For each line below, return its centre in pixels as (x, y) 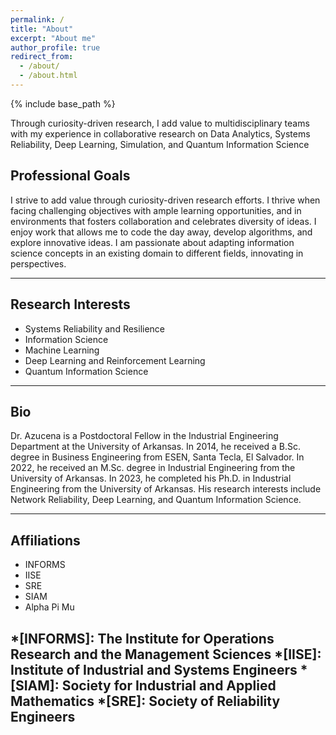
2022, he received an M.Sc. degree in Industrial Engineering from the (153, 468)
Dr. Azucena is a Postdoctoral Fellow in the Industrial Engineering (144, 436)
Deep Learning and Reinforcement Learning (115, 360)
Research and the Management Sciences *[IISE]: (166, 654)
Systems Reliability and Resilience (95, 328)
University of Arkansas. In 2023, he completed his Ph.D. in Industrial (151, 478)
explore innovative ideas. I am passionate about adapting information (152, 242)
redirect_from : (42, 57)
